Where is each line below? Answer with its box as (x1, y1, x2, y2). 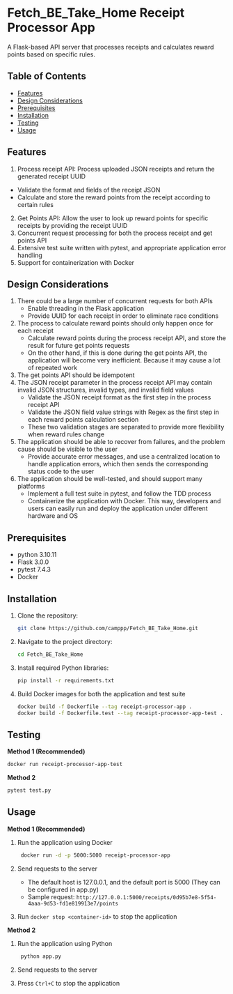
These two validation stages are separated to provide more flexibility (27, 423, 225, 431)
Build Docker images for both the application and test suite (17, 689, 186, 698)
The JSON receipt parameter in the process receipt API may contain (17, 379, 213, 387)
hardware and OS (27, 512, 79, 520)
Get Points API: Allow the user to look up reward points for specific (17, 214, 209, 222)
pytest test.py (7, 787, 51, 794)
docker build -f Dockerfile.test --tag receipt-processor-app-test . (17, 710, 224, 717)
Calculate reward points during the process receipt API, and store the (27, 334, 226, 342)
